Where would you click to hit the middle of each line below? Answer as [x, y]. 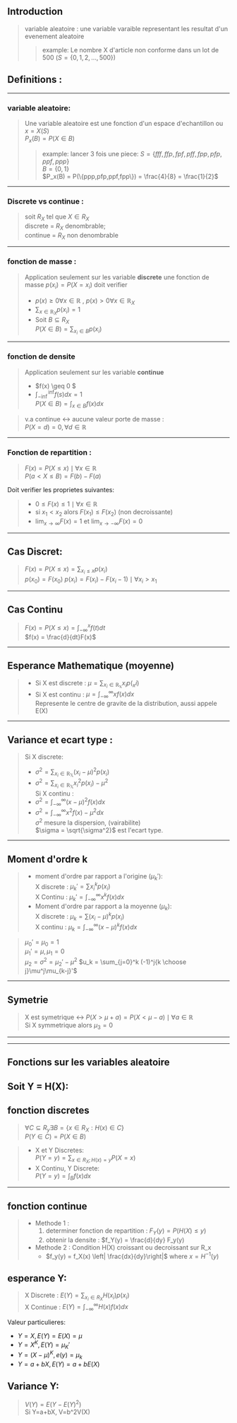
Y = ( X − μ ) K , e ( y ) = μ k [50, 1355]
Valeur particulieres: [36, 1322]
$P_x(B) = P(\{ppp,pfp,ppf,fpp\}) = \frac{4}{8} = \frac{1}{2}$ [130, 176]
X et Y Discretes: [60, 1150]
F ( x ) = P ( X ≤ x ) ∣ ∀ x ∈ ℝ [61, 468]
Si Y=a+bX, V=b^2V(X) [57, 1412]
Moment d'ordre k [48, 859]
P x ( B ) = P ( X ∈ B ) [50, 139]
